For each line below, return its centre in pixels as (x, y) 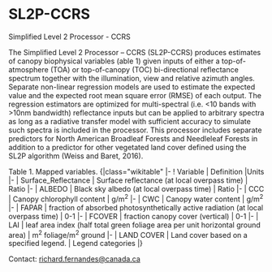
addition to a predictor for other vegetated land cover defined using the (127, 147)
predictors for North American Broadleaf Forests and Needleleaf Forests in (133, 138)
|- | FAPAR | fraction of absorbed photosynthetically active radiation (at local (136, 207)
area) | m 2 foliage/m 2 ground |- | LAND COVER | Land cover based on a (128, 234)
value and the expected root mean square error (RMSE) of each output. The (135, 95)
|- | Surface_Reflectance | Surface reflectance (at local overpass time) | (128, 180)
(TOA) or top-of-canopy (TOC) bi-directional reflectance (145, 69)
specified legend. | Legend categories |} (76, 244)
